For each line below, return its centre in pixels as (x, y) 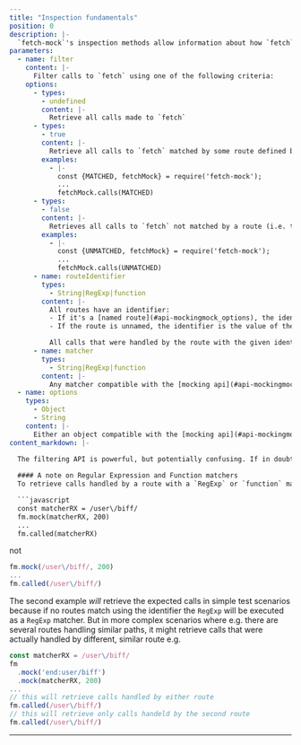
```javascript (43, 500)
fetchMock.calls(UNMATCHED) (110, 268)
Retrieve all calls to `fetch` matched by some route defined (168, 151)
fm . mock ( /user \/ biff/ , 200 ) (62, 567)
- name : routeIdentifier (79, 276)
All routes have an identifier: (109, 310)
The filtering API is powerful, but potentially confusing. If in (144, 460)
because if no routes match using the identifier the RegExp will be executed (147, 610)
